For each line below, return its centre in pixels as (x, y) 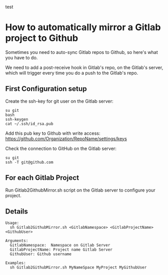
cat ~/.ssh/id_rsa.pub (29, 124)
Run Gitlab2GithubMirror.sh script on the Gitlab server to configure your (80, 190)
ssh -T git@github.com (29, 162)
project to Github (42, 38)
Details (17, 211)
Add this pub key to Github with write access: (53, 133)
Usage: (12, 223)
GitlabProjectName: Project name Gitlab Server (61, 250)
